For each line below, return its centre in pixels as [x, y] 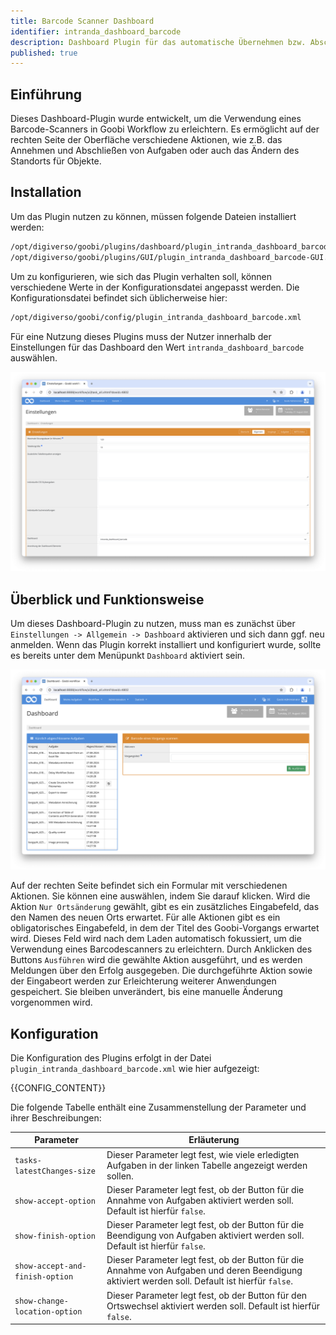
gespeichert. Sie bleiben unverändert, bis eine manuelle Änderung [146, 992]
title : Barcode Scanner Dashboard [82, 21]
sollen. [120, 1176]
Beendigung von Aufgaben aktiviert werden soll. [205, 1236]
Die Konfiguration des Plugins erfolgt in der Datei [111, 1057]
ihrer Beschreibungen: [56, 1117]
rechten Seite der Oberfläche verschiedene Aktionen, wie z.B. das [146, 140]
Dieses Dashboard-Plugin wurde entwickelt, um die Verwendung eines [156, 119]
